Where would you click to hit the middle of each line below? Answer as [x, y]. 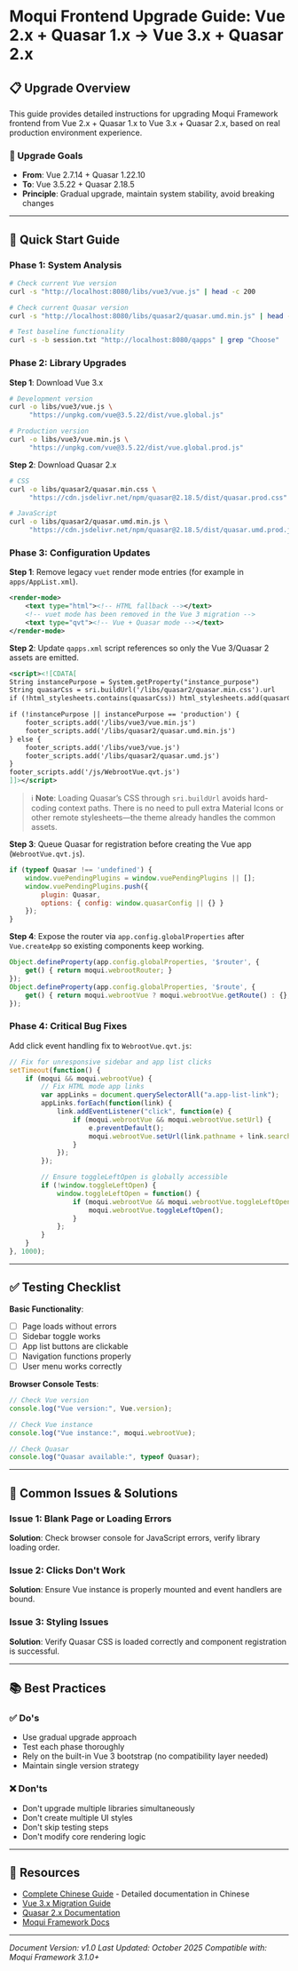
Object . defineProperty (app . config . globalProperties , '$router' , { [134, 962]
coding [44, 808]
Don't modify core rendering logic [84, 1836]
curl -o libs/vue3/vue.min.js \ [69, 440]
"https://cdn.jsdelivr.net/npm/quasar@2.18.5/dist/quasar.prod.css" [158, 498]
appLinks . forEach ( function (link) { [107, 1104]
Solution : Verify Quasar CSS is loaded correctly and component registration [148, 1641]
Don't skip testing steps [65, 1827]
